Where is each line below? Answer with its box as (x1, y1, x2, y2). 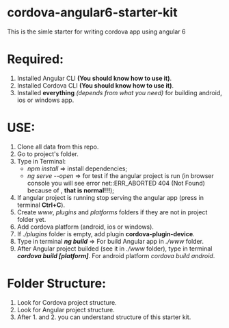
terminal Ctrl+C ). (16, 201, 66, 209)
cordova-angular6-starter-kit (7, 5, 178, 21)
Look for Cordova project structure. (16, 298, 118, 306)
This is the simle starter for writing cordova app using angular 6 (7, 27, 186, 36)
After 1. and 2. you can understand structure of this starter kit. (16, 313, 191, 321)
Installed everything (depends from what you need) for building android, (16, 88, 222, 97)
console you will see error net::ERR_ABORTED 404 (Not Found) (27, 179, 205, 187)
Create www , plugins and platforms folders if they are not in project (16, 207, 208, 216)
